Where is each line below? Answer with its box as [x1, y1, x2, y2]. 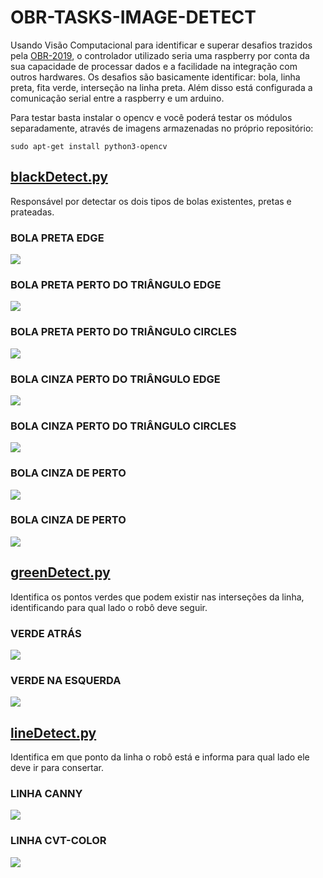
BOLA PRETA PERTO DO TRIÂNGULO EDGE [10, 277, 222, 291]
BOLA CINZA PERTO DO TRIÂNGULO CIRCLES [10, 419, 237, 433]
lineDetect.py [10, 724, 97, 741]
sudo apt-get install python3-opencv [10, 141, 168, 151]
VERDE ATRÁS [10, 626, 82, 640]
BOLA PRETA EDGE [10, 231, 105, 245]
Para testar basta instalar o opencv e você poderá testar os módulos [10, 111, 293, 123]
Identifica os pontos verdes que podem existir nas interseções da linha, [10, 591, 305, 603]
